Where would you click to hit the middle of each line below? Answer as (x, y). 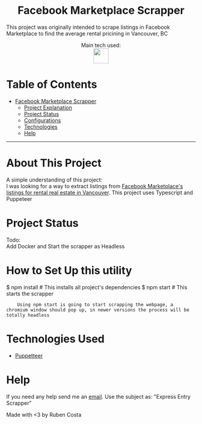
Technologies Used (56, 339)
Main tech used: (101, 45)
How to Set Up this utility (69, 270)
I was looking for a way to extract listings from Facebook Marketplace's (95, 186)
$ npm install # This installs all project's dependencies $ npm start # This (97, 287)
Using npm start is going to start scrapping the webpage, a (95, 304)
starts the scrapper (30, 293)
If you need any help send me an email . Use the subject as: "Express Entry (99, 396)
